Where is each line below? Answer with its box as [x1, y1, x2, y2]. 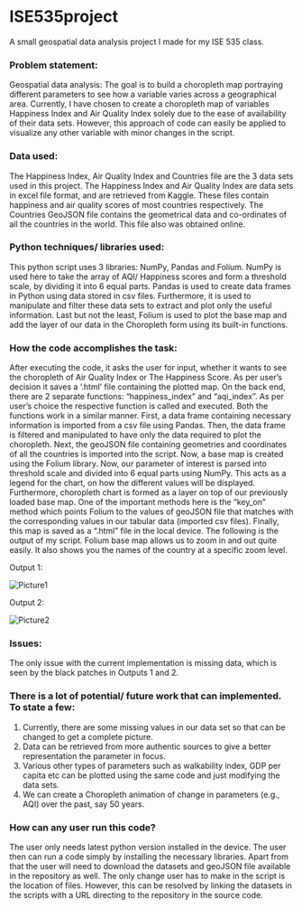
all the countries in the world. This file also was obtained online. [9, 219, 246, 230]
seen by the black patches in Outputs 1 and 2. [9, 667, 178, 679]
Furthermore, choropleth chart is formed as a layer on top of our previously [9, 487, 288, 498]
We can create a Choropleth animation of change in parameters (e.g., [22, 789, 280, 800]
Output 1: [9, 562, 43, 573]
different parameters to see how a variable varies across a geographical [9, 89, 277, 100]
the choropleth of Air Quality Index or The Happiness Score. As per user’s [9, 372, 282, 383]
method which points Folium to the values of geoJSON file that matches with [9, 506, 295, 517]
